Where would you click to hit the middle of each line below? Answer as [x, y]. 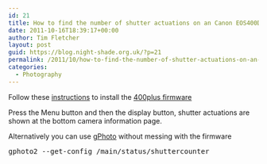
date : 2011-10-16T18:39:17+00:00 [64, 30]
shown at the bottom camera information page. [85, 120]
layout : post [30, 45]
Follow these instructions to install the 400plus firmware [100, 97]
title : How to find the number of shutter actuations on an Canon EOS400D [135, 23]
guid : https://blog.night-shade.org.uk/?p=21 [85, 52]
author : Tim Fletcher [44, 38]
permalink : [26, 60]
